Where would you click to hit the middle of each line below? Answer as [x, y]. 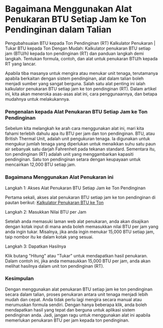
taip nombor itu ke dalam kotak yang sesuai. [49, 237]
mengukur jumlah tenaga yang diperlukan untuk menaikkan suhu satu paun [81, 144]
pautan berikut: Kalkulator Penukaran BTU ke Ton [54, 202]
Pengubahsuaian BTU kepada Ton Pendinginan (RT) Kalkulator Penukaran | [80, 43]
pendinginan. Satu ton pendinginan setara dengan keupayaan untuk [73, 160]
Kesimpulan [19, 278]
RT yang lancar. [21, 64]
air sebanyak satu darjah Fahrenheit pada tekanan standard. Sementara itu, [80, 149]
